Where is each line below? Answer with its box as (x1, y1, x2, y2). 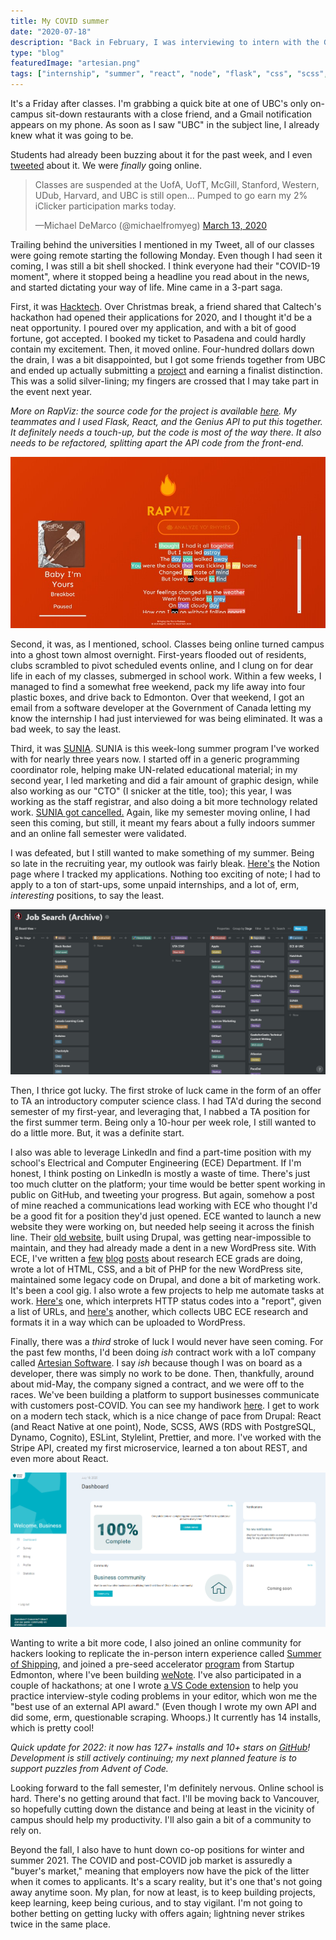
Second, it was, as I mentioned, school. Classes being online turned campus (10, 638, 325, 650)
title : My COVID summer (10, 16, 110, 26)
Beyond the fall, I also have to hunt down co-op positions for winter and (10, 1844, 305, 1855)
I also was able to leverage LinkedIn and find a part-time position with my (10, 1146, 312, 1158)
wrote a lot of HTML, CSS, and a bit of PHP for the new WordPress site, (10, 1263, 304, 1275)
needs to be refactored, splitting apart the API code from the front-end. (10, 437, 305, 449)
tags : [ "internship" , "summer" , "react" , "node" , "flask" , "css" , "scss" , (10, 69, 329, 79)
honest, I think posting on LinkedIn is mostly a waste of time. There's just (10, 1167, 311, 1179)
